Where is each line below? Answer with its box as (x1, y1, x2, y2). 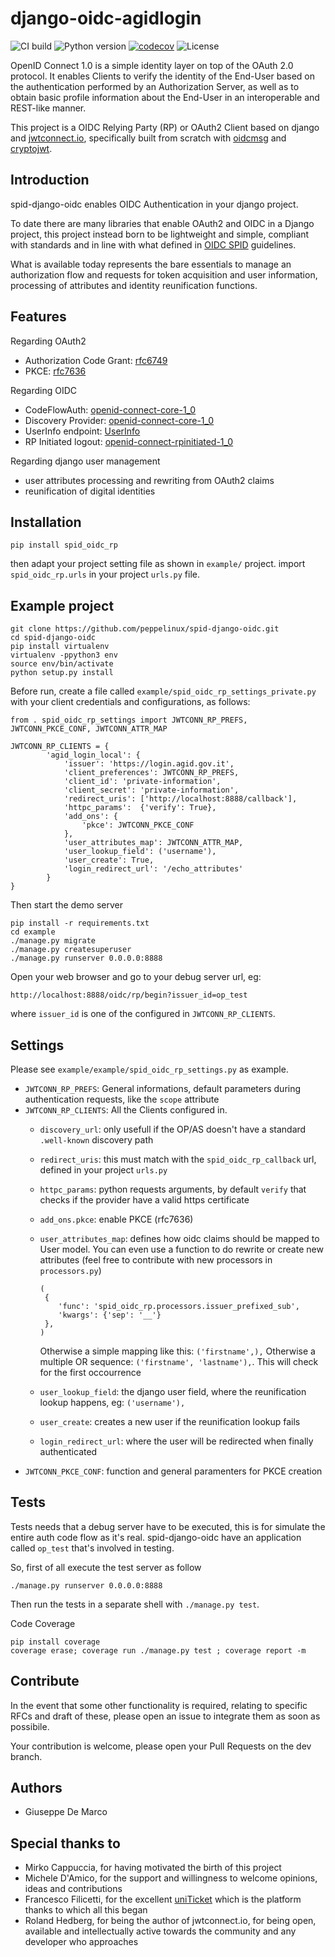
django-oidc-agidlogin (10, 7, 202, 30)
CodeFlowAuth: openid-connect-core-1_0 (24, 403, 197, 416)
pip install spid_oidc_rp (10, 540, 118, 551)
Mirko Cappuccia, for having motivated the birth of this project (24, 1862, 282, 1874)
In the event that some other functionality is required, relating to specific (10, 1699, 308, 1711)
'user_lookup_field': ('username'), (63, 847, 217, 857)
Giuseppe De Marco (24, 1806, 108, 1818)
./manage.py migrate (10, 936, 97, 946)
